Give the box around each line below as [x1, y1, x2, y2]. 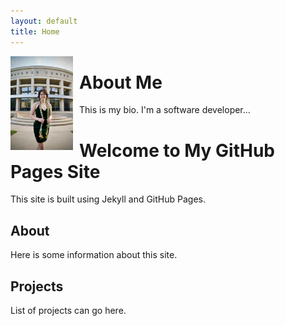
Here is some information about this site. [10, 249, 178, 261]
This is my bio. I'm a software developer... [79, 104, 251, 116]
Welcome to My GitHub [79, 139, 276, 162]
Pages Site [10, 160, 101, 183]
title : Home [10, 26, 60, 37]
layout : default [10, 16, 78, 26]
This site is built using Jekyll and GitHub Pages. [10, 193, 206, 205]
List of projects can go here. [10, 305, 127, 316]
